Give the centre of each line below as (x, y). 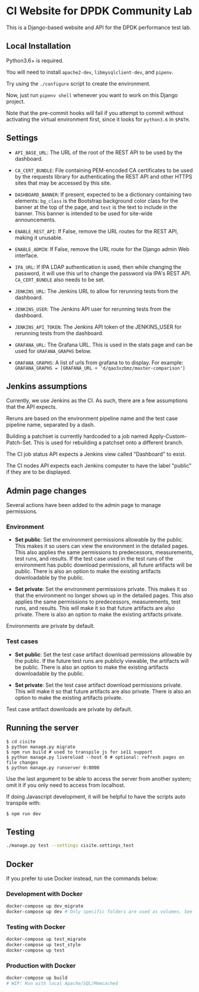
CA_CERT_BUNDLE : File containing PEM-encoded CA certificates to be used (104, 170)
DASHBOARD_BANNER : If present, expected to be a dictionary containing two (103, 194)
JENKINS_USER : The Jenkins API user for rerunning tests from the (93, 309)
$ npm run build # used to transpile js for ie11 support (79, 752)
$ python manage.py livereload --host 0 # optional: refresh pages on (95, 757)
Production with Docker (41, 965)
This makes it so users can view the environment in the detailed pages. (102, 546)
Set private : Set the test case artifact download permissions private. (98, 685)
